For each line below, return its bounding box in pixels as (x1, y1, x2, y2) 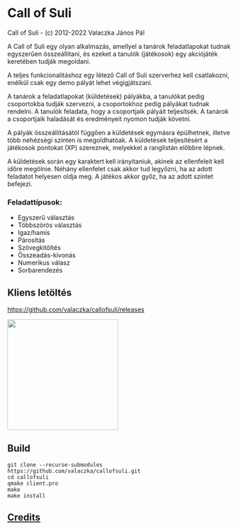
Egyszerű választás (17, 214, 75, 222)
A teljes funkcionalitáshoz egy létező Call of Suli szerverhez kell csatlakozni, (7, 71, 230, 79)
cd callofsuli (7, 473, 50, 480)
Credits (7, 512, 41, 524)
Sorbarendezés (17, 266, 63, 275)
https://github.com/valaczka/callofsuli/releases (7, 306, 145, 314)
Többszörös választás (17, 221, 82, 229)
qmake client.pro (7, 480, 59, 487)
